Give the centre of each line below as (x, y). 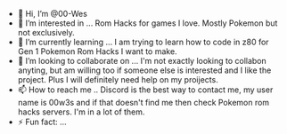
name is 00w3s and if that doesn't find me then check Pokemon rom (143, 102)
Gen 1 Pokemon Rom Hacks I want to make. (97, 51)
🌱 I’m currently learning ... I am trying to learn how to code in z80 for (143, 42)
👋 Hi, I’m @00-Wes (52, 14)
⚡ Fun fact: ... (42, 122)
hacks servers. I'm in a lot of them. (81, 112)
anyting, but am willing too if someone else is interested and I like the (144, 70)
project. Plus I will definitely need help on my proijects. (118, 79)
